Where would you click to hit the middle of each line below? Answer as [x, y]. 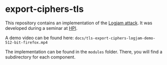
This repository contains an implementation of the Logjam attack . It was [79, 23]
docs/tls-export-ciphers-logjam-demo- [115, 38]
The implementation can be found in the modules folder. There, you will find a [84, 52]
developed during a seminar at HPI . [41, 28]
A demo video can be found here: [40, 38]
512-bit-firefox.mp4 [27, 42]
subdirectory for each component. [40, 57]
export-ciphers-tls [44, 9]
